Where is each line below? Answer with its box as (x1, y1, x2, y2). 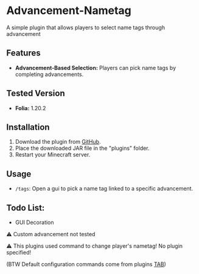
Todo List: (6, 202, 45, 213)
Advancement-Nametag (6, 4, 132, 18)
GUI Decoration (15, 219, 54, 226)
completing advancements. (15, 71, 84, 78)
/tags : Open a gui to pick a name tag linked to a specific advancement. (15, 185, 194, 192)
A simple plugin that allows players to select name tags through (6, 24, 166, 31)
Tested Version (6, 88, 65, 99)
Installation (6, 122, 50, 132)
